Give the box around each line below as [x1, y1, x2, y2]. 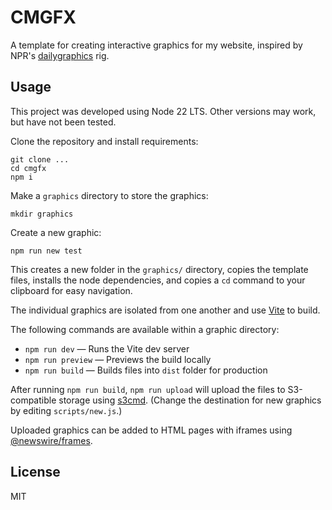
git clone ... [10, 154, 70, 165]
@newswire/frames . [10, 434, 93, 446]
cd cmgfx [10, 163, 47, 173]
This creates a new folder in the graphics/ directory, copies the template [10, 263, 309, 275]
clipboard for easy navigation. [10, 284, 133, 296]
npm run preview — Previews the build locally [24, 353, 212, 365]
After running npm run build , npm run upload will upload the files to [10, 383, 286, 395]
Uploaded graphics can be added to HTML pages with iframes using [10, 424, 293, 436]
